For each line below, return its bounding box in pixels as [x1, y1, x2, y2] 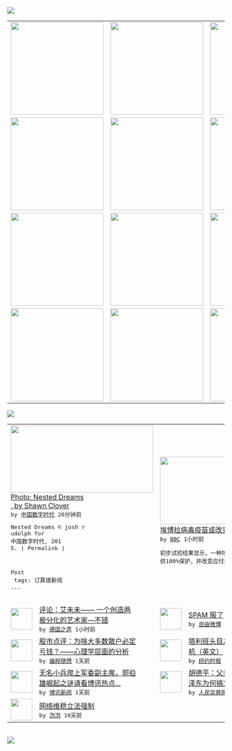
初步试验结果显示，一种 [159, 549, 222, 556]
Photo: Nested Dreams [10, 493, 84, 502]
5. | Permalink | [10, 544, 66, 552]
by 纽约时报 [188, 657, 222, 665]
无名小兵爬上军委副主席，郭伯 [39, 668, 137, 677]
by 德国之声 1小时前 [39, 626, 96, 633]
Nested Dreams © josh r [10, 524, 86, 531]
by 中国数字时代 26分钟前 [10, 511, 81, 518]
